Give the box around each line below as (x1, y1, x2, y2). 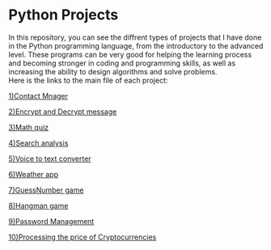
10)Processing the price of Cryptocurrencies (8, 232, 157, 242)
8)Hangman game (8, 201, 69, 210)
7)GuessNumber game (8, 184, 84, 195)
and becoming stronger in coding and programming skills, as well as (8, 58, 236, 68)
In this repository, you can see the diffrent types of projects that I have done (8, 32, 262, 42)
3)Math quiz (8, 122, 49, 132)
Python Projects (8, 6, 119, 24)
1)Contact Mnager (8, 91, 69, 100)
